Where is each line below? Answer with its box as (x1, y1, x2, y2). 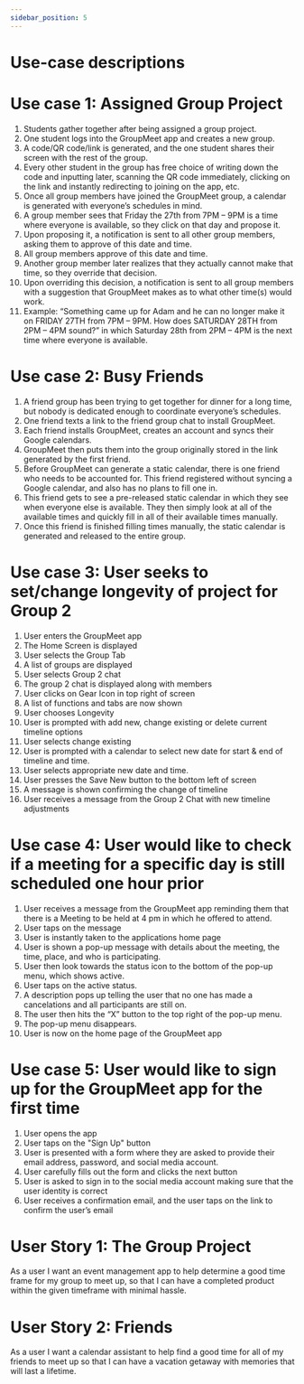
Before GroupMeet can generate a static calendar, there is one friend (23, 463, 281, 474)
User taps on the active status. (23, 979, 138, 990)
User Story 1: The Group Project (10, 1236, 252, 1257)
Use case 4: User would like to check (10, 835, 292, 855)
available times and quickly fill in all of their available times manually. (23, 511, 279, 522)
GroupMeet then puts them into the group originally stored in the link (23, 444, 279, 454)
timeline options (23, 726, 84, 737)
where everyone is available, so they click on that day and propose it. (23, 219, 281, 230)
